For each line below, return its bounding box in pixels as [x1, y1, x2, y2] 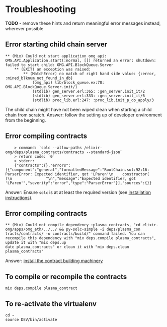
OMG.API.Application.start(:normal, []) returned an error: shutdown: [5, 58, 156, 63]
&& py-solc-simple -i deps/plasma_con [59, 227, 141, 232]
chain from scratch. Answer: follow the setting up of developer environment [5, 112, 162, 118]
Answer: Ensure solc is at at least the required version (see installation [5, 189, 151, 195]
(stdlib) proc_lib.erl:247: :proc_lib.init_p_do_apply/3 [32, 97, 154, 103]
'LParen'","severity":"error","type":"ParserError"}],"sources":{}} [5, 180, 152, 185]
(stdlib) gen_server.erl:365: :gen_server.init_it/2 [32, 89, 145, 94]
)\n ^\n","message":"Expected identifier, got [5, 176, 136, 181]
